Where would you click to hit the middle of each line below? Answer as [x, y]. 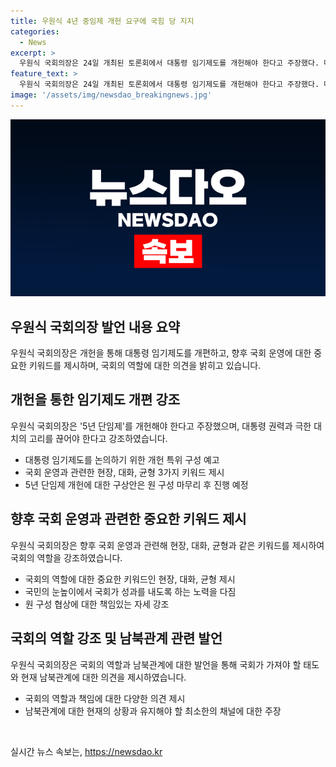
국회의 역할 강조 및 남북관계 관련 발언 [116, 638]
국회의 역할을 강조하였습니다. [66, 557]
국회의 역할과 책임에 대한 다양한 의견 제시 [105, 698]
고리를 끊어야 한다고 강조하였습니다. [98, 438]
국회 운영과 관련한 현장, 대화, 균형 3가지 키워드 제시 [124, 472]
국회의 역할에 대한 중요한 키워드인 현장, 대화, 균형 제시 [130, 579]
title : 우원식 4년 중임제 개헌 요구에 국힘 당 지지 [102, 21]
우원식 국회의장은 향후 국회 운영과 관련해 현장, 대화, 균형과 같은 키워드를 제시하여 [167, 545]
